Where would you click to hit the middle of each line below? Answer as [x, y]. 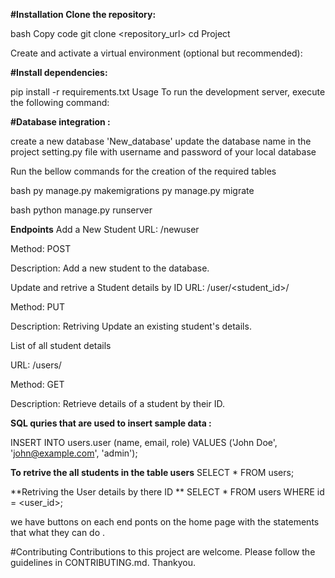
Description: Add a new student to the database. [110, 268]
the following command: [60, 102]
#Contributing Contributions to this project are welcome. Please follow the [163, 552]
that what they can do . [58, 532]
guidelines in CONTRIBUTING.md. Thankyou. [103, 562]
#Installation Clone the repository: [83, 14]
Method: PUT [38, 307]
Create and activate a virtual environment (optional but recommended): [156, 53]
